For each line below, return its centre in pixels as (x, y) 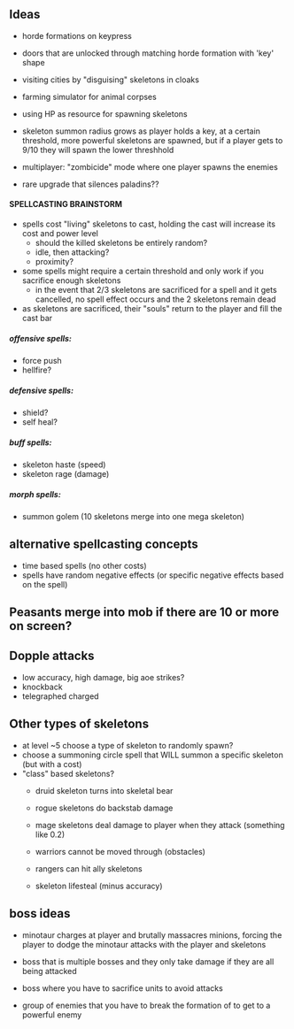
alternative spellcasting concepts (104, 545)
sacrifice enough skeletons (71, 280)
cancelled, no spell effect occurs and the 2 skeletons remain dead (155, 299)
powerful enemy (52, 1014)
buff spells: (31, 442)
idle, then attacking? (72, 252)
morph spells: (35, 494)
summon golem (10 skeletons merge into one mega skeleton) (133, 516)
